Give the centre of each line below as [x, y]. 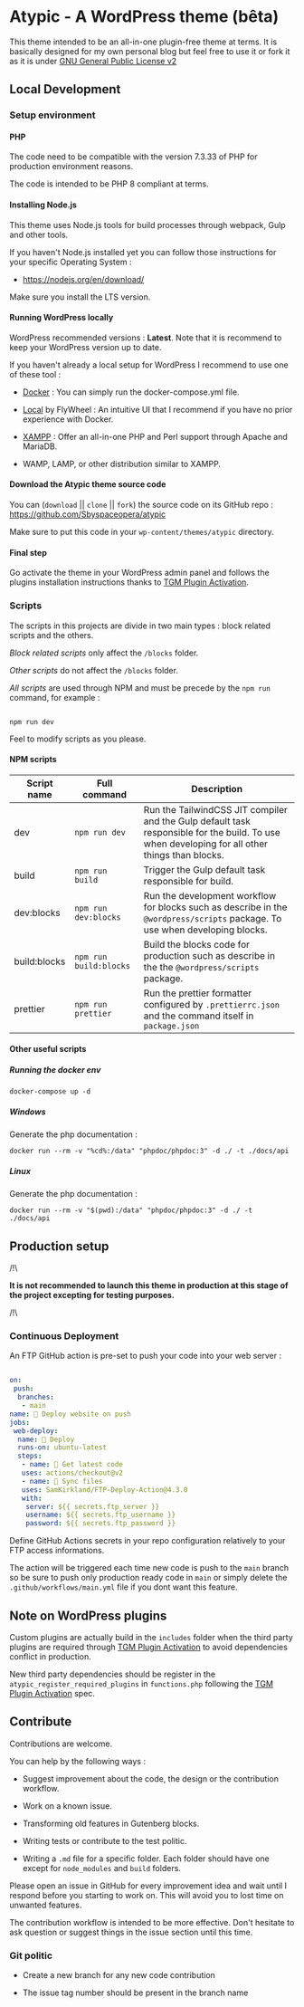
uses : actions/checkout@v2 [72, 1473]
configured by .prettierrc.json [212, 1004]
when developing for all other [206, 844]
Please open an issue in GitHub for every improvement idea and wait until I [148, 1886]
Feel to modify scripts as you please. [78, 739]
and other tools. [39, 234]
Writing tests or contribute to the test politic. [104, 1840]
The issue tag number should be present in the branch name [135, 1993]
